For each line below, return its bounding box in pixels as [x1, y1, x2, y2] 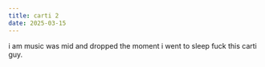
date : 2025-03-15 [8, 19, 67, 27]
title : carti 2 [8, 11, 59, 20]
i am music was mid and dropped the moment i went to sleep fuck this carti [8, 41, 257, 50]
